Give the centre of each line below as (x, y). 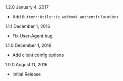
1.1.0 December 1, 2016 (28, 45)
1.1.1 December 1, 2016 (28, 26)
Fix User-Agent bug (32, 36)
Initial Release (27, 74)
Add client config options (38, 55)
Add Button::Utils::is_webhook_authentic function (65, 17)
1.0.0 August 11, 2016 (27, 64)
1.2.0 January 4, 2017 (27, 7)
